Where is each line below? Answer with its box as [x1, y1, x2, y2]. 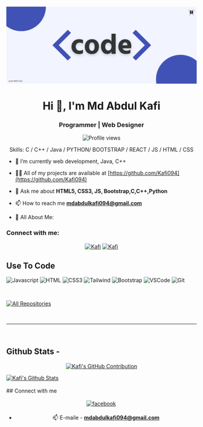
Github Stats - [6, 347, 60, 357]
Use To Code [6, 260, 56, 271]
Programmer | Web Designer [59, 120, 144, 129]
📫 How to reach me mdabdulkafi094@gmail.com [14, 200, 142, 207]
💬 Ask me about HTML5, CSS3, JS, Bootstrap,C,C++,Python [14, 188, 168, 195]
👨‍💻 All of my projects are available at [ [14, 170, 110, 177]
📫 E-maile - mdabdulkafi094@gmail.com [52, 414, 160, 421]
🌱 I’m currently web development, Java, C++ [14, 158, 127, 165]
